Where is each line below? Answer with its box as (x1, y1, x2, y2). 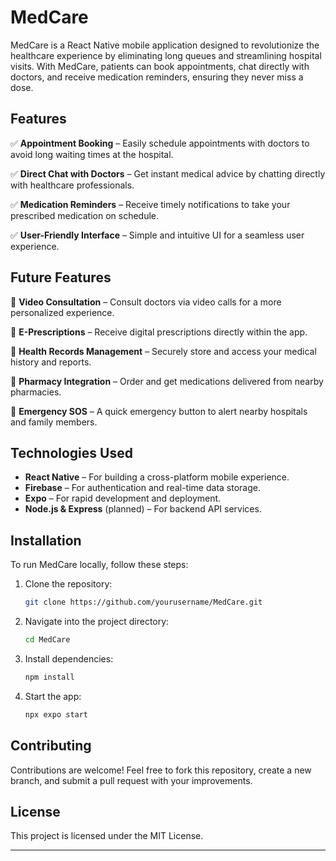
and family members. (10, 416, 98, 428)
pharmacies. (10, 386, 62, 398)
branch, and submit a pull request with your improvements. (10, 774, 253, 786)
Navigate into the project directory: (24, 616, 170, 628)
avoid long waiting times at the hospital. (10, 148, 174, 160)
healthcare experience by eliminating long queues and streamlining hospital (10, 49, 322, 61)
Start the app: (24, 690, 82, 702)
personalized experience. (10, 306, 115, 318)
